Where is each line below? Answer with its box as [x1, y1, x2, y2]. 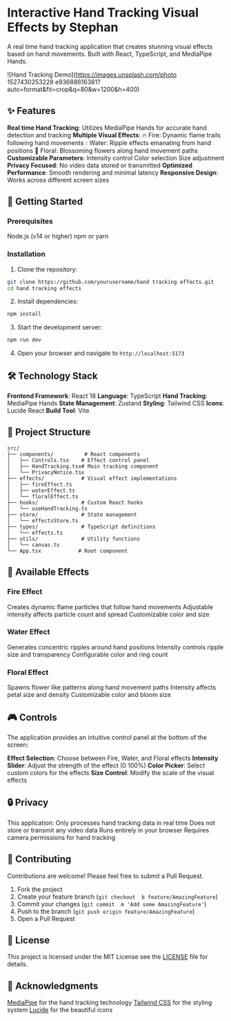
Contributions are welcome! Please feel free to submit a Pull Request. [7, 872, 204, 880]
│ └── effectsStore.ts [7, 517, 79, 524]
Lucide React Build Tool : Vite [7, 406, 90, 415]
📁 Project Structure [7, 426, 91, 438]
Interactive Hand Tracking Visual [7, 5, 199, 21]
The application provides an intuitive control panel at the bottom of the [7, 733, 208, 741]
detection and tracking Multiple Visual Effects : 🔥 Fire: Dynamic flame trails [7, 131, 221, 139]
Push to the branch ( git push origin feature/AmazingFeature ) [17, 907, 195, 915]
